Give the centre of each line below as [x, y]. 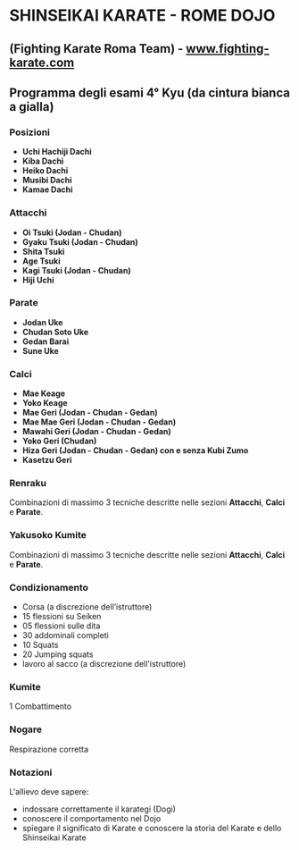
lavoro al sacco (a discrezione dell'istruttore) [104, 664]
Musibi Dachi [47, 181]
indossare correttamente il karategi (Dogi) [99, 809]
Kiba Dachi [43, 161]
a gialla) [32, 107]
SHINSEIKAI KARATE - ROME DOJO [142, 16]
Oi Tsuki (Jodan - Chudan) [72, 232]
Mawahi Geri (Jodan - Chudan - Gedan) [96, 432]
